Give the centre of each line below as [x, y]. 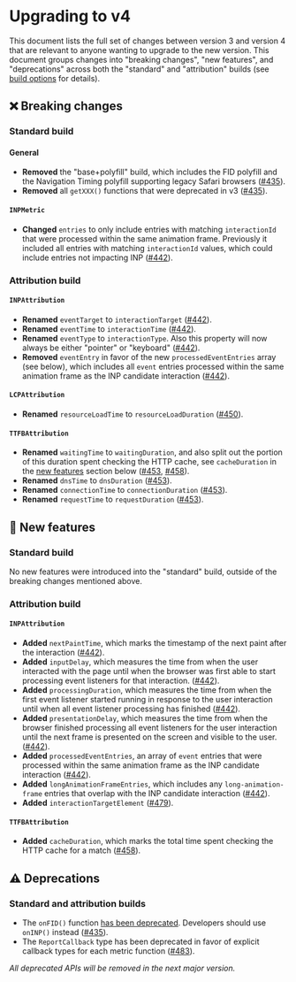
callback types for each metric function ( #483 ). [108, 951]
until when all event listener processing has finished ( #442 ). [131, 709]
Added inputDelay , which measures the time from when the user [140, 662]
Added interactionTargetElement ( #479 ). [98, 803]
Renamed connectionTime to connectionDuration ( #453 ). [125, 490]
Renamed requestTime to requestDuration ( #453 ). [113, 499]
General [24, 152]
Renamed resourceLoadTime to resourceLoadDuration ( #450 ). [133, 414]
